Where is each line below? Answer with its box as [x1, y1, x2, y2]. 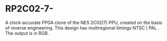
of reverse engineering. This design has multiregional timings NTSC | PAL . [5, 24, 159, 30]
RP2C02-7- [5, 3, 54, 14]
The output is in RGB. [5, 30, 49, 36]
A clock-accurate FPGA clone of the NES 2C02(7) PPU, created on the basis [5, 19, 162, 25]
